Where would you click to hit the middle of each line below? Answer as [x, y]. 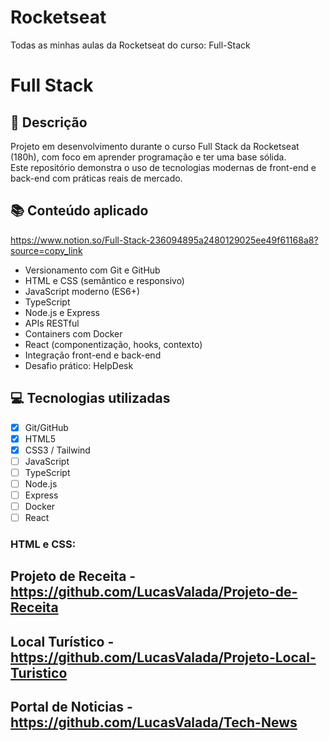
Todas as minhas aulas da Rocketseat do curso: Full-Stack [130, 45]
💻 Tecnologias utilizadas [90, 398]
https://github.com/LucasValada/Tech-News [154, 722]
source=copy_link [46, 250]
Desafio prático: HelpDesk [79, 365]
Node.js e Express [62, 312]
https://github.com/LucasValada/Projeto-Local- [163, 657]
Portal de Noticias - [71, 707]
